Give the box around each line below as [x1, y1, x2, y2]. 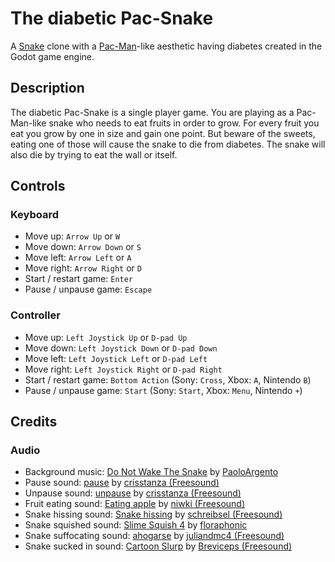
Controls [10, 178, 66, 195]
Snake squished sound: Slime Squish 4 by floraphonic [24, 519, 248, 531]
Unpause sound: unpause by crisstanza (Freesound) [24, 487, 242, 499]
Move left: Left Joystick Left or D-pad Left [24, 352, 208, 364]
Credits [10, 413, 58, 431]
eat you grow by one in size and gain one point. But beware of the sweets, [10, 127, 316, 139]
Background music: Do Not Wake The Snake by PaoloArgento [24, 466, 279, 478]
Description [10, 80, 85, 97]
